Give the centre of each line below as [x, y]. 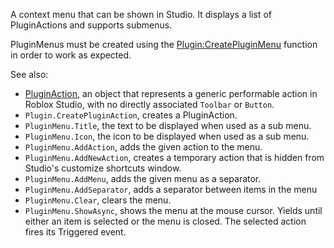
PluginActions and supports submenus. [91, 25]
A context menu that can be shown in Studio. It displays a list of [141, 14]
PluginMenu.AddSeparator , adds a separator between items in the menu [171, 189]
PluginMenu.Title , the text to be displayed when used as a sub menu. [168, 125]
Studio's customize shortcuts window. [103, 168]
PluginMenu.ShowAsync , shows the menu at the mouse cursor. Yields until [173, 210]
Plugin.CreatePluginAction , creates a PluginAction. [131, 115]
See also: [29, 74]
